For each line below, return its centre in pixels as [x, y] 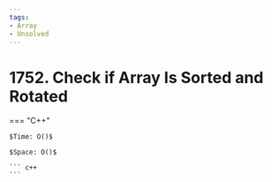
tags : [19, 17]
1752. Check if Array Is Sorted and [136, 77]
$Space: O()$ [33, 152]
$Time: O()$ [31, 137]
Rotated [39, 96]
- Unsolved [29, 34]
